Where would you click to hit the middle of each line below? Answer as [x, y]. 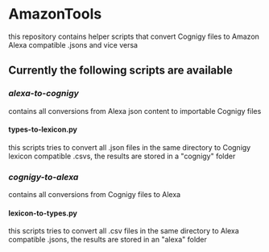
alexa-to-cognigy [43, 94]
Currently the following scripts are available [121, 71]
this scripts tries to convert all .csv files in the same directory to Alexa [124, 231]
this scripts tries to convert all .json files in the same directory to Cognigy [130, 147]
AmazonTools [55, 14]
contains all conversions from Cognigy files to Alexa [95, 195]
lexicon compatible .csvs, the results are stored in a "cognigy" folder [122, 156]
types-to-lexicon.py [43, 129]
